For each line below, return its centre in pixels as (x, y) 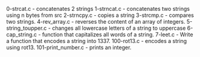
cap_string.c (22, 35)
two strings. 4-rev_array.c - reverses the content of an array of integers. (96, 22)
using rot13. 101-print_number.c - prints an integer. (69, 47)
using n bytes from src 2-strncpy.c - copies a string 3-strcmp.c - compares (100, 15)
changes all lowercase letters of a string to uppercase (119, 28)
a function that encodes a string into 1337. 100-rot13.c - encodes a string (97, 41)
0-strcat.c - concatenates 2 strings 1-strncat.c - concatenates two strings (98, 9)
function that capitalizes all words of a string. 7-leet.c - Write (118, 35)
